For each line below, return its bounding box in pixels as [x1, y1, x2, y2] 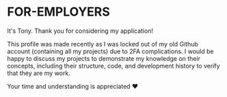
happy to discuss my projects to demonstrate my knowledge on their [7, 54, 200, 62]
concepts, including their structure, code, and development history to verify [7, 61, 220, 70]
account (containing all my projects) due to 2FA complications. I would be [7, 47, 214, 55]
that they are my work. [7, 69, 70, 77]
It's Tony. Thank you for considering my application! [7, 27, 154, 35]
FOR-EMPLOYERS [7, 4, 111, 20]
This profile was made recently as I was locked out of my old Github [7, 40, 198, 48]
